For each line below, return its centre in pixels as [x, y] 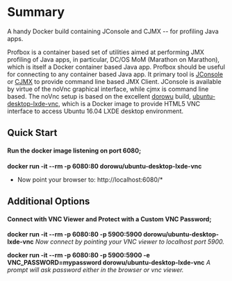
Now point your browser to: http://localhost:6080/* [90, 179]
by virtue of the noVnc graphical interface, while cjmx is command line [108, 89]
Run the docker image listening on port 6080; [74, 151]
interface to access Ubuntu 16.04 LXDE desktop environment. [96, 111]
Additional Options [49, 201]
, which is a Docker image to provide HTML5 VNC [129, 103]
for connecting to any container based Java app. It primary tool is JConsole [115, 74]
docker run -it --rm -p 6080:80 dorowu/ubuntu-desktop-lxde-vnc [105, 166]
